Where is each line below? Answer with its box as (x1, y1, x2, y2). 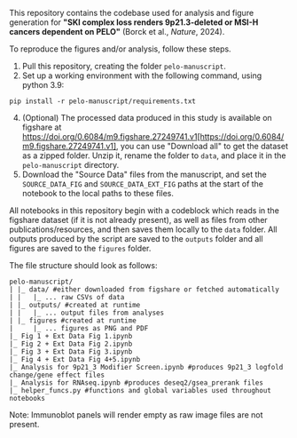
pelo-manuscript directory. (21, 160, 120, 170)
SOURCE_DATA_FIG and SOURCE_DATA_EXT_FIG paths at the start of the (21, 179, 264, 189)
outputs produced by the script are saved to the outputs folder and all (9, 234, 263, 243)
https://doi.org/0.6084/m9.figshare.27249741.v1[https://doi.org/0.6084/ (21, 131, 285, 141)
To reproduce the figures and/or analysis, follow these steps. (9, 44, 232, 54)
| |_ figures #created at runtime (9, 316, 137, 325)
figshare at (21, 122, 62, 132)
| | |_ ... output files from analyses (9, 308, 165, 317)
